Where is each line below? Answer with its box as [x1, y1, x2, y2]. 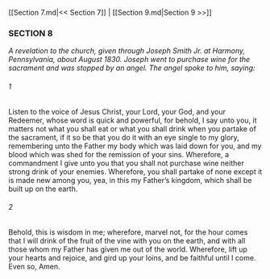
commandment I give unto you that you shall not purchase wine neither [8, 158, 244, 168]
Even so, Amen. [8, 261, 60, 271]
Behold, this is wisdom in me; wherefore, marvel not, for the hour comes [8, 227, 248, 237]
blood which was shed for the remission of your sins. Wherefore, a [8, 149, 230, 159]
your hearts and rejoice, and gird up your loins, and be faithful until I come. [8, 252, 256, 262]
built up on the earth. [8, 184, 78, 194]
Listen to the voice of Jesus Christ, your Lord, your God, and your [8, 106, 226, 116]
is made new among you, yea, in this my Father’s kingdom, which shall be [8, 175, 252, 185]
